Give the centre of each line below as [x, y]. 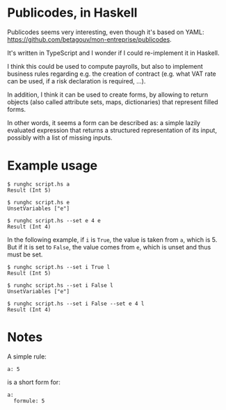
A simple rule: [27, 356]
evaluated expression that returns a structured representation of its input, [112, 130]
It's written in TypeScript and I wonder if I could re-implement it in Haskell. [114, 53]
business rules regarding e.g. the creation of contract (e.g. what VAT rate [112, 74]
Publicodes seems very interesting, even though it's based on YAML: [106, 32]
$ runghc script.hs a [39, 184]
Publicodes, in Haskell [72, 13]
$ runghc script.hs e [39, 202]
